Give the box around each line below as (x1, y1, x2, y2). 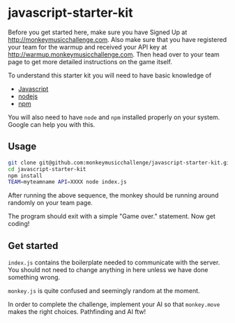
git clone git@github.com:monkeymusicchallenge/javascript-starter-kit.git (8, 159, 233, 166)
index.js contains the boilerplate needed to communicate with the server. (8, 258, 220, 266)
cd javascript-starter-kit (8, 165, 86, 172)
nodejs (17, 92, 38, 100)
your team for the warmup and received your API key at (8, 43, 167, 51)
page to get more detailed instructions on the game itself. (8, 57, 173, 66)
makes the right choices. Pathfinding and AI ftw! (8, 308, 146, 316)
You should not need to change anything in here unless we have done (8, 266, 209, 274)
